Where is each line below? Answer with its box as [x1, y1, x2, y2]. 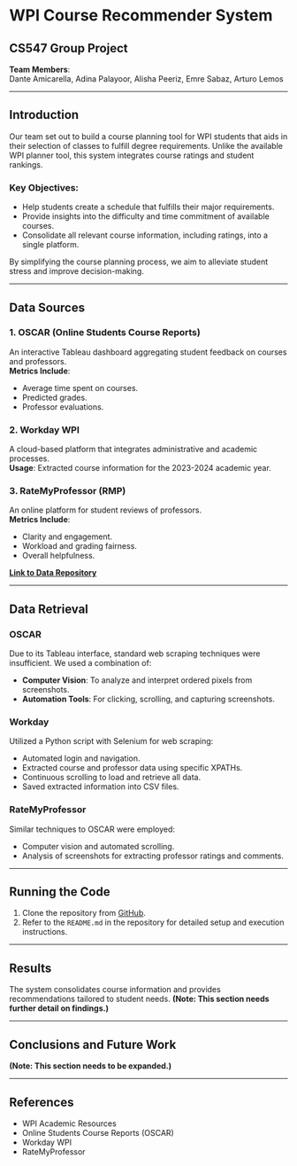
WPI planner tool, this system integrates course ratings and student [9, 150, 255, 160]
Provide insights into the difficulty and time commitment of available [21, 211, 270, 222]
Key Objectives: [9, 181, 80, 193]
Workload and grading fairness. [21, 541, 137, 552]
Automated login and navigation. [21, 753, 141, 763]
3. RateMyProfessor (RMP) [9, 485, 126, 497]
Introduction [9, 107, 80, 122]
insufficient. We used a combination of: [9, 658, 152, 669]
